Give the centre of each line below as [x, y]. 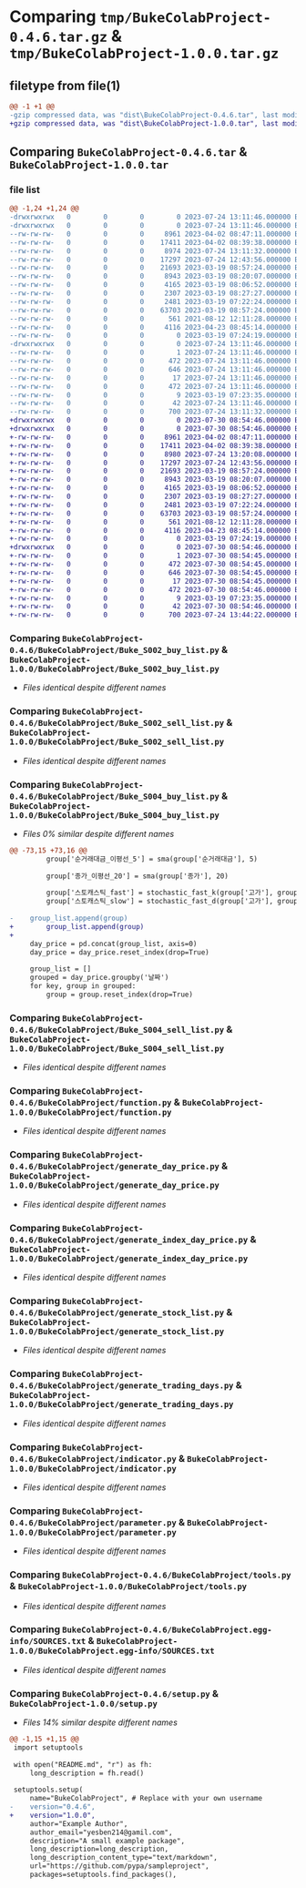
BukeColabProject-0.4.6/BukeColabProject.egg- [167, 1630]
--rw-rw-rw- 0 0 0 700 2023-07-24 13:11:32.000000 [150, 412]
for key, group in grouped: [83, 986]
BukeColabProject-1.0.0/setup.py [83, 1704]
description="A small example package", [107, 1841]
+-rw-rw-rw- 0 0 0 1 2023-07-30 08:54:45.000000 [150, 556]
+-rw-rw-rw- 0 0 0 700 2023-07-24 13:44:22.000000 [150, 615]
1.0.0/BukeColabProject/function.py [91, 1112]
